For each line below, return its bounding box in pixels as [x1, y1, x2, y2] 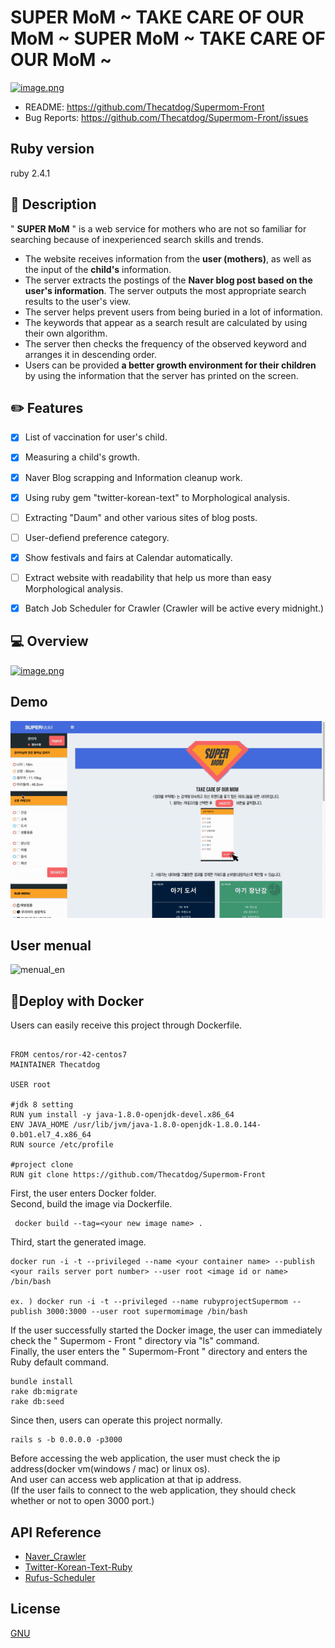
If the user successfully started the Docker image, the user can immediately [10, 1324, 323, 1336]
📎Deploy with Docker [10, 992, 145, 1010]
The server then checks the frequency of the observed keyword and [24, 337, 307, 350]
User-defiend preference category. [24, 531, 170, 543]
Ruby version [10, 141, 95, 158]
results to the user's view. [24, 295, 132, 307]
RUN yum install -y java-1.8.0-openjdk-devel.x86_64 [10, 1110, 235, 1120]
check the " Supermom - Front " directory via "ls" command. [10, 1335, 260, 1347]
